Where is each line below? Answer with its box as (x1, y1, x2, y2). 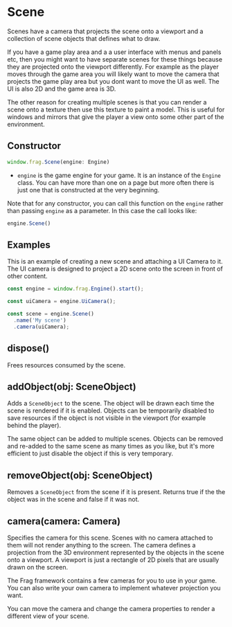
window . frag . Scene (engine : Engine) (7, 158, 110, 165)
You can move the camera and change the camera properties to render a (7, 604, 215, 612)
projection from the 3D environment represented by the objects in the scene (7, 548, 224, 556)
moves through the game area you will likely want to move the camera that (7, 70, 220, 78)
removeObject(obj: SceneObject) (7, 469, 153, 481)
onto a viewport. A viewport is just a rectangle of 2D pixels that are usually (7, 555, 220, 564)
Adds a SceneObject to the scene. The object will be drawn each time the (7, 399, 215, 408)
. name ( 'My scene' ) (13, 316, 67, 324)
